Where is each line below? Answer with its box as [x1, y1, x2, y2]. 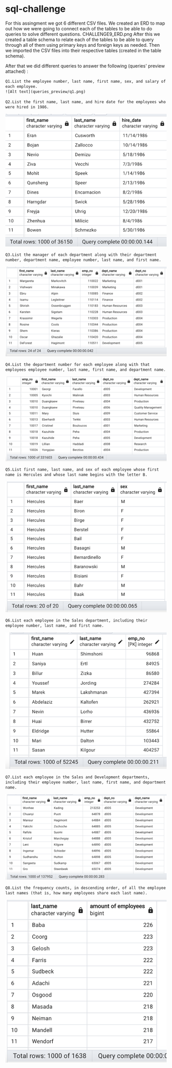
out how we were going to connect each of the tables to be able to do [5, 25, 153, 31]
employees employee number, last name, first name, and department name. [5, 367, 166, 372]
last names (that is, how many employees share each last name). [5, 890, 147, 895]
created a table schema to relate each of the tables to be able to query [5, 36, 154, 43]
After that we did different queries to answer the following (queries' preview [5, 63, 165, 69]
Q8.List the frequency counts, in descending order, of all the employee [5, 885, 166, 890]
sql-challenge [5, 3, 66, 15]
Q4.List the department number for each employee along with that [5, 362, 150, 367]
